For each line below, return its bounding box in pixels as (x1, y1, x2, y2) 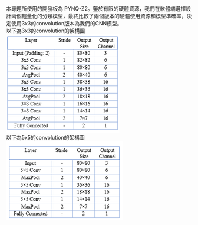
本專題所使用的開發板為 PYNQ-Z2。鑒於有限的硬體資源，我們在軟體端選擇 (6, 5, 186, 12)
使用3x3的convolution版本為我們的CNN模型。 (11, 20, 123, 27)
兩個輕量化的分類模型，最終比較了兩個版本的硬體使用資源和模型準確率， (11, 12, 187, 19)
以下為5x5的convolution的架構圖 (6, 134, 85, 141)
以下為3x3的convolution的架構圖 (6, 27, 85, 34)
